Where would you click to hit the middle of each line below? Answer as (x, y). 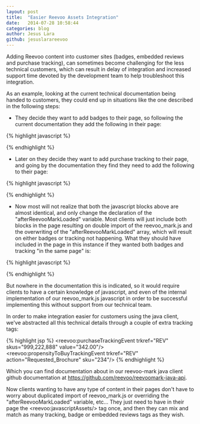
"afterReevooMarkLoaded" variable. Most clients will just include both (101, 219)
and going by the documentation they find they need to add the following (104, 165)
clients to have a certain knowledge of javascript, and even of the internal (96, 292)
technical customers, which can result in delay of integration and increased (99, 69)
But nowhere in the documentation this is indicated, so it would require (93, 286)
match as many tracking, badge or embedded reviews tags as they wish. (96, 414)
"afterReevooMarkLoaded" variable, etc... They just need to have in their (95, 402)
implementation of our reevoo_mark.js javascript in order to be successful (97, 298)
